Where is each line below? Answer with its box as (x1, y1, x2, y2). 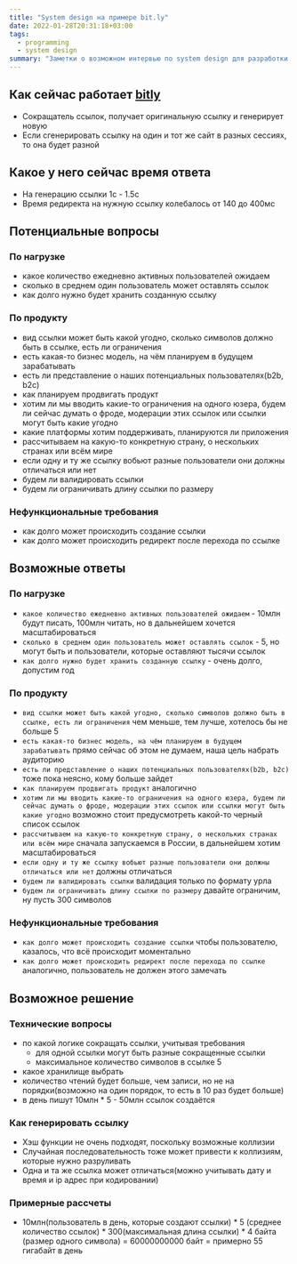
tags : (9, 29, 29, 38)
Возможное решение (9, 991, 134, 1006)
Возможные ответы (9, 561, 126, 576)
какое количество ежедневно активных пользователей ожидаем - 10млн (21, 608, 281, 618)
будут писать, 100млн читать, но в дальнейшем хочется (21, 617, 236, 628)
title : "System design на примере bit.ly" (9, 12, 169, 22)
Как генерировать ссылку (9, 1116, 129, 1129)
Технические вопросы (9, 1018, 113, 1030)
